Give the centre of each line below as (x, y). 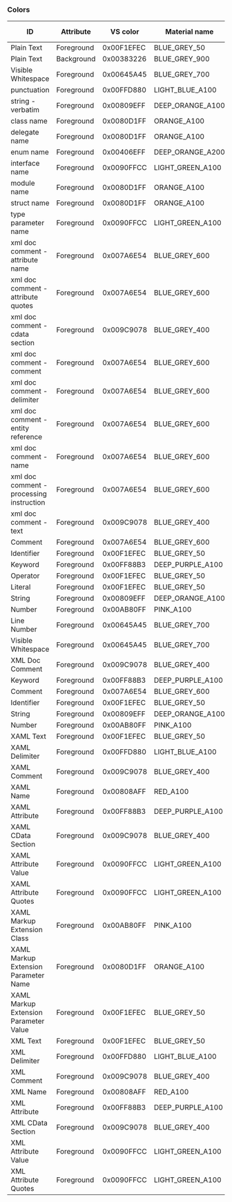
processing (29, 494)
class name (29, 121)
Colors (19, 10)
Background (76, 59)
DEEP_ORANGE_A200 (190, 152)
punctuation (30, 90)
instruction (28, 503)
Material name (190, 32)
